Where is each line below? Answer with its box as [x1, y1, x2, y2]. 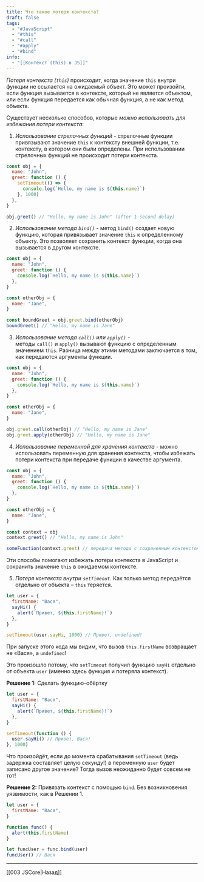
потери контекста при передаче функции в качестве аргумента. [15, 456, 182, 463]
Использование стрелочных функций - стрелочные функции [15, 132, 173, 140]
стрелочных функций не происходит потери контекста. [15, 151, 159, 158]
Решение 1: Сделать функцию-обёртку [6, 679, 108, 687]
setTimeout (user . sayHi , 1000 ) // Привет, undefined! [6, 632, 143, 638]
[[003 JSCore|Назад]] [6, 869, 62, 876]
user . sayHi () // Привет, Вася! [12, 736, 91, 742]
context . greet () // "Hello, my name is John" [6, 535, 123, 541]
